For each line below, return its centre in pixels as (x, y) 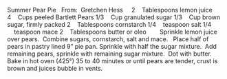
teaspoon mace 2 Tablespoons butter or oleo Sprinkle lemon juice (116, 32)
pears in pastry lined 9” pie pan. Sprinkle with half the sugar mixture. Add (112, 46)
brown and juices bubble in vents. (55, 68)
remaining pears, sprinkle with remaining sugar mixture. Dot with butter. (109, 54)
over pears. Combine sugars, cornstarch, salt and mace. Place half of (108, 39)
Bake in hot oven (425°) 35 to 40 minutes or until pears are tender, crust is (112, 61)
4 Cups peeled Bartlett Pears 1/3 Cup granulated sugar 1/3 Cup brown (114, 17)
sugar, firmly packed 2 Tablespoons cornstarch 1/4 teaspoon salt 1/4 (109, 24)
